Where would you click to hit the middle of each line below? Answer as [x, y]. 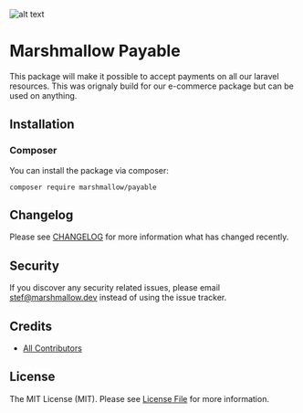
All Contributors [52, 348]
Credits [31, 326]
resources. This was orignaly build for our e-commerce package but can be [151, 86]
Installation [42, 125]
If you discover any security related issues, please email [115, 288]
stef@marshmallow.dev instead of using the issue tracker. [118, 298]
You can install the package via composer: [89, 170]
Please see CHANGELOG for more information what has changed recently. [149, 237]
